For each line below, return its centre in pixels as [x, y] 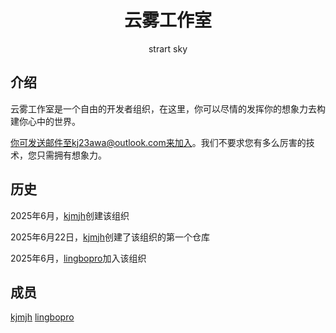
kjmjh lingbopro [42, 317]
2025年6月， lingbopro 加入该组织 [78, 258]
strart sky [168, 48]
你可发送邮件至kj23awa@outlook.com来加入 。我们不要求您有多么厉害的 [158, 142]
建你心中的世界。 [45, 121]
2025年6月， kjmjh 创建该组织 [70, 215]
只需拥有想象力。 [71, 155]
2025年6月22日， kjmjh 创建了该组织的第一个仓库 [110, 237]
